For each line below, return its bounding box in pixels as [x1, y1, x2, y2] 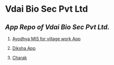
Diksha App [12, 45, 36, 51]
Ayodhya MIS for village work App [12, 36, 81, 42]
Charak [12, 55, 27, 61]
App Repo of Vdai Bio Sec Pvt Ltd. [5, 23, 110, 31]
